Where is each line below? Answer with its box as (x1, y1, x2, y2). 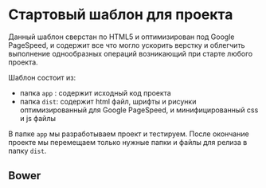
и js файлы (19, 113, 56, 123)
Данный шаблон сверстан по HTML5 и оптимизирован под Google (8, 32, 235, 41)
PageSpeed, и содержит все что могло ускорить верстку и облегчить (8, 40, 245, 49)
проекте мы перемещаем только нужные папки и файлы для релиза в (8, 137, 248, 147)
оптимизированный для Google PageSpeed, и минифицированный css (19, 105, 259, 115)
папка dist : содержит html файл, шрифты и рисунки (19, 96, 197, 106)
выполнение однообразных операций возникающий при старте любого (8, 49, 253, 58)
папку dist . (8, 146, 47, 155)
